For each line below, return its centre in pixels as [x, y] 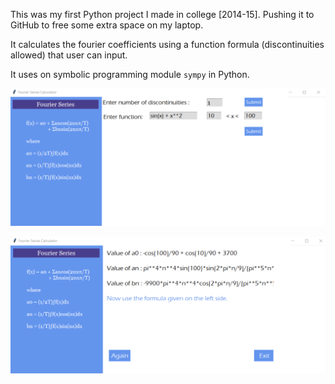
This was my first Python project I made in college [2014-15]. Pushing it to [162, 14]
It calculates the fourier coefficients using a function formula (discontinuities [167, 44]
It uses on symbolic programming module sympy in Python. [130, 74]
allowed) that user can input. [69, 55]
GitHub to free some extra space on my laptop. [107, 25]
